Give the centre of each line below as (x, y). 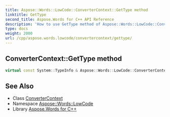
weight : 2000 (19, 33)
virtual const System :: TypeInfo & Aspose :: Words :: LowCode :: (70, 70)
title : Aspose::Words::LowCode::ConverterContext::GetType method (77, 10)
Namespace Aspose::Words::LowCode (53, 104)
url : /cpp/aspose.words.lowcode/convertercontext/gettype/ (69, 38)
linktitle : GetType (26, 15)
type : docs (17, 29)
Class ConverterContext (38, 98)
